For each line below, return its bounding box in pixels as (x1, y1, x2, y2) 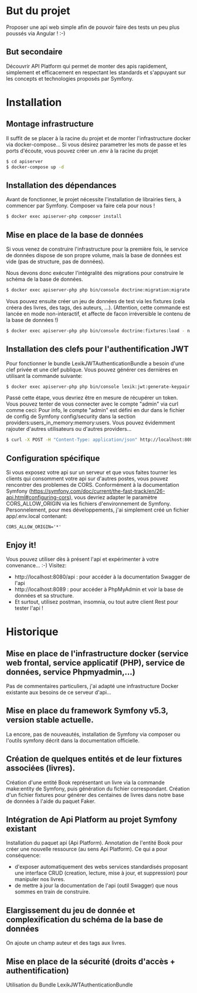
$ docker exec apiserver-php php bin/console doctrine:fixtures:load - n (6, 328, 191, 334)
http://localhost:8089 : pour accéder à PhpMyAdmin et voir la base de (14, 586, 184, 593)
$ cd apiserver (6, 158, 43, 164)
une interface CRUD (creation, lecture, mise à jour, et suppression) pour (14, 869, 188, 876)
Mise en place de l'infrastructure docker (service (6, 649, 189, 659)
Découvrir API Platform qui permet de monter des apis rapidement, (6, 62, 168, 69)
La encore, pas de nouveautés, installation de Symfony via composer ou (6, 730, 181, 738)
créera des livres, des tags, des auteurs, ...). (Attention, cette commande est (6, 304, 190, 311)
